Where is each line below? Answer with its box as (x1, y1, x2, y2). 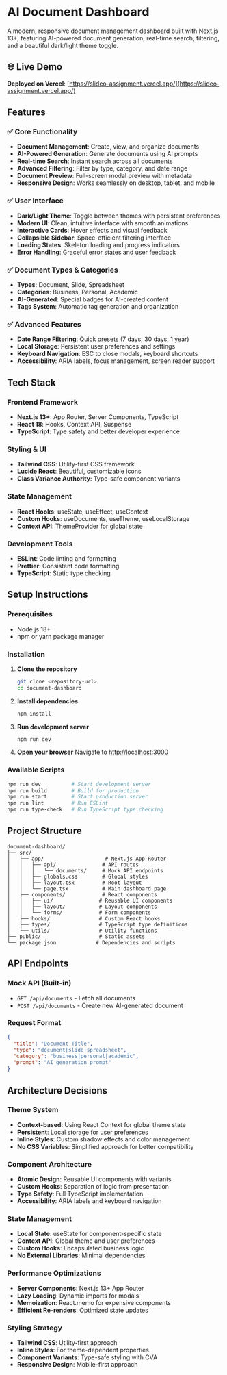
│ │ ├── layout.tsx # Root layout (7, 879, 142, 886)
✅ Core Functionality (7, 127, 77, 137)
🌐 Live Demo (7, 61, 63, 73)
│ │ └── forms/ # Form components (7, 909, 152, 916)
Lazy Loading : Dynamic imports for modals (16, 1291, 139, 1300)
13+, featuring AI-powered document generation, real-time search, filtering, (7, 34, 220, 42)
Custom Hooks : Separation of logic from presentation (16, 1183, 170, 1191)
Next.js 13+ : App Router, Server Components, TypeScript (16, 413, 179, 421)
